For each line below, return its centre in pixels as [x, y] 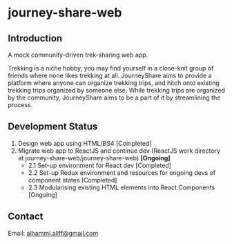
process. [20, 105]
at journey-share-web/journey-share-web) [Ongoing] [94, 158]
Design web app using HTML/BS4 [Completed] [85, 143]
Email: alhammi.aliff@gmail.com [53, 233]
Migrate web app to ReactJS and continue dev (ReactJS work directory [119, 151]
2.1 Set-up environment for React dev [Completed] [100, 165]
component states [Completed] [72, 180]
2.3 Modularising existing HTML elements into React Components [122, 187]
